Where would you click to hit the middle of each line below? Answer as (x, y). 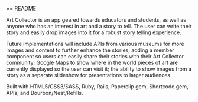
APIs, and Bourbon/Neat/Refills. (45, 93)
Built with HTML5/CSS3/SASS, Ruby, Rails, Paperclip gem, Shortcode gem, (97, 87)
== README (21, 9)
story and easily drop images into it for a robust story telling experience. (94, 32)
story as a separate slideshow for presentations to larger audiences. (89, 75)
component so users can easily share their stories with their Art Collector (95, 56)
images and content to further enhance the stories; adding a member (90, 50)
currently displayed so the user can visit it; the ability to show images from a (99, 69)
